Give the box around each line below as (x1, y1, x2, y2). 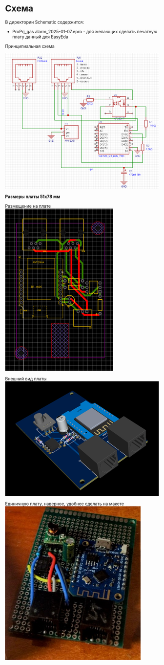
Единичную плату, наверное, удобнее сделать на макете (5, 501, 124, 507)
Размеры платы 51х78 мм (5, 194, 61, 199)
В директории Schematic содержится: (5, 19, 84, 25)
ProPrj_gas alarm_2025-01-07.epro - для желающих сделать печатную (12, 28, 158, 34)
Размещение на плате (5, 203, 51, 209)
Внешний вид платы (5, 376, 47, 381)
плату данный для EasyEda (12, 34, 68, 40)
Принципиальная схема (5, 43, 55, 49)
